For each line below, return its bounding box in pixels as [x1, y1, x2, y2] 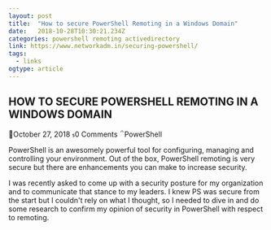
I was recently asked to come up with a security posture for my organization [8, 178, 264, 188]
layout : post [8, 11, 53, 20]
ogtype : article [8, 65, 63, 73]
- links [15, 58, 42, 66]
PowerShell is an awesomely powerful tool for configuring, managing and [8, 145, 255, 154]
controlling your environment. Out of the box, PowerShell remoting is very [8, 154, 256, 163]
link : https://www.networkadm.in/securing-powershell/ [8, 42, 199, 50]
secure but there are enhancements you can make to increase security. [8, 162, 247, 171]
